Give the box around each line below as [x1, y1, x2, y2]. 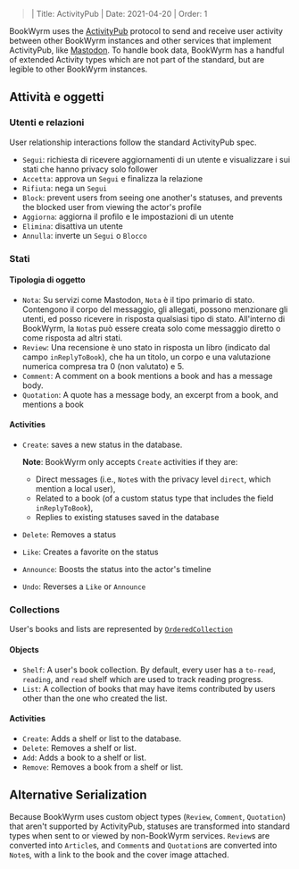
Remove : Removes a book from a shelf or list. [21, 761, 184, 772]
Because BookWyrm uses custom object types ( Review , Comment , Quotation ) [9, 811, 287, 822]
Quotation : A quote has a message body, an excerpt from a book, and [21, 389, 278, 400]
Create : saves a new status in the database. [21, 439, 183, 451]
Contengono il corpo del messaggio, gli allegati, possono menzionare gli [21, 304, 288, 315]
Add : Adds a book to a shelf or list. [21, 752, 147, 763]
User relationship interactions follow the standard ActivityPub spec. [9, 137, 257, 148]
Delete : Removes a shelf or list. [21, 742, 137, 753]
